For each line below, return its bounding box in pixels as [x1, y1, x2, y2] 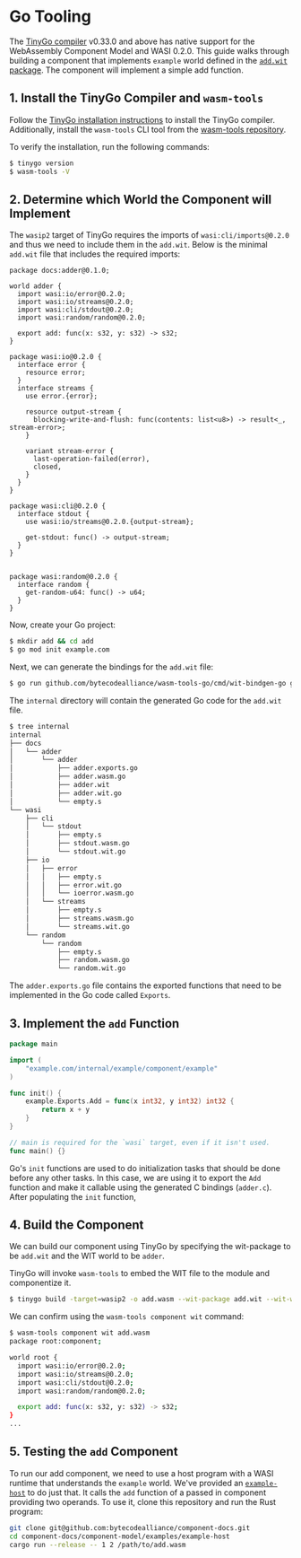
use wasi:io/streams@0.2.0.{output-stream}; [25, 518, 194, 527]
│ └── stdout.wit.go [25, 847, 126, 856]
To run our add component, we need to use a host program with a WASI [9, 1467, 274, 1478]
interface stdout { [17, 510, 90, 519]
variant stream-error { [25, 447, 115, 456]
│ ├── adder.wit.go [9, 788, 123, 798]
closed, [32, 462, 63, 472]
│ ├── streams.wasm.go [25, 914, 134, 923]
